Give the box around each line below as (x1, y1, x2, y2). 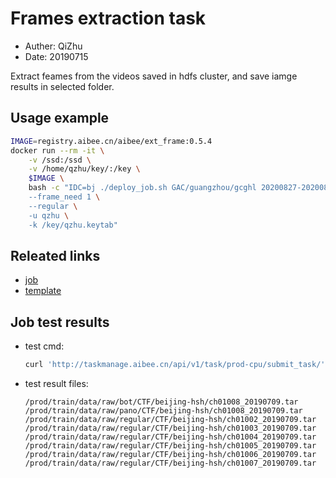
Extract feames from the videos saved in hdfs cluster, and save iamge (10, 70, 298, 82)
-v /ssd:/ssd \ (28, 155, 92, 165)
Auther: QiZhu (24, 40, 83, 52)
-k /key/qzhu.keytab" (28, 220, 118, 230)
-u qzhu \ (28, 210, 70, 221)
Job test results (10, 313, 110, 331)
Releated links (10, 247, 101, 264)
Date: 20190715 (24, 50, 89, 62)
